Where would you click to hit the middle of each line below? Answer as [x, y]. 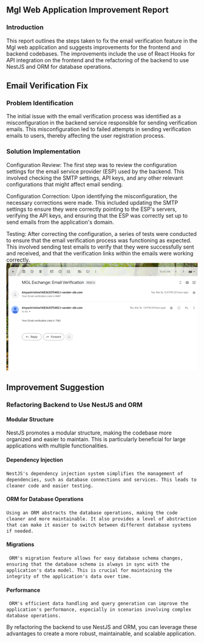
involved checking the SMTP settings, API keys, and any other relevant [95, 178]
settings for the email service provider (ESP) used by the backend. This [95, 171]
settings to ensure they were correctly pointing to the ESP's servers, [92, 209]
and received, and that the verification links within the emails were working [100, 253]
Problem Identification [40, 103]
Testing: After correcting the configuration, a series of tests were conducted [102, 233]
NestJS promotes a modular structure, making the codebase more [89, 433]
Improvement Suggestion [55, 387]
